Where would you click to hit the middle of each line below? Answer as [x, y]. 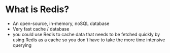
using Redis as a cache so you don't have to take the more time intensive [89, 40]
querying [22, 45]
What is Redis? [37, 9]
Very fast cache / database [41, 29]
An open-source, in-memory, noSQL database [61, 23]
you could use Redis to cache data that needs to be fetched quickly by [86, 34]
